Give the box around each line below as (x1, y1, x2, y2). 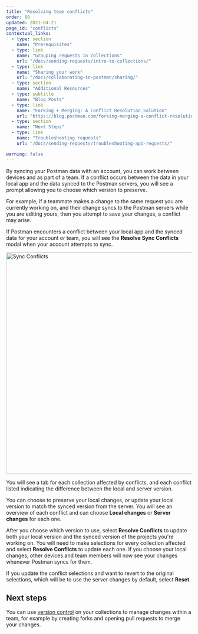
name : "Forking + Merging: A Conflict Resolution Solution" (16, 108, 167, 113)
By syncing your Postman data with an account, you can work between (6, 167, 179, 174)
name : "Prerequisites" (16, 42, 72, 48)
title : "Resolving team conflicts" (6, 8, 94, 15)
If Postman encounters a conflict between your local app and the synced (6, 228, 183, 235)
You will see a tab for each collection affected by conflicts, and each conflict (6, 479, 192, 486)
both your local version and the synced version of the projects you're (6, 533, 174, 540)
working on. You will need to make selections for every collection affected (6, 539, 186, 547)
